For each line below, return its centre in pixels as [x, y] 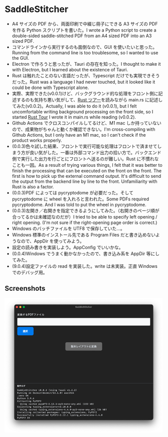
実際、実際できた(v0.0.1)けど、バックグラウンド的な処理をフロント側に [85, 93]
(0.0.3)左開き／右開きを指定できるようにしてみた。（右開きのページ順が [86, 210]
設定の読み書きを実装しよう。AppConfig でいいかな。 [67, 247]
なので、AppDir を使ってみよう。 [50, 241]
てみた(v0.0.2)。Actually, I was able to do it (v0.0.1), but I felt [74, 106]
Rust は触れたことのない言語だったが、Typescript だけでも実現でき [81, 75]
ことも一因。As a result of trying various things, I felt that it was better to [87, 165]
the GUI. [21, 58]
